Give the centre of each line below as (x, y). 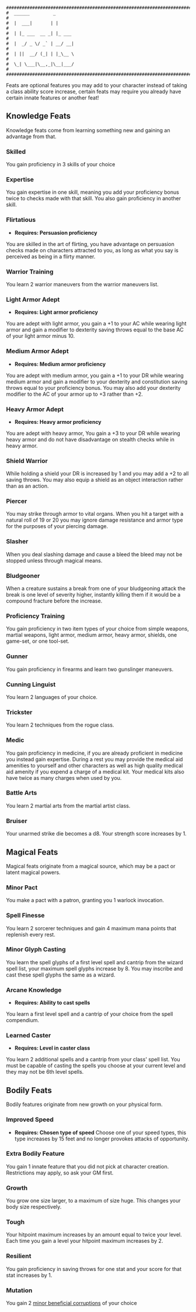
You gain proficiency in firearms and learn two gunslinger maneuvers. (90, 669)
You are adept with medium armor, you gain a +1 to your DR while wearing (95, 375)
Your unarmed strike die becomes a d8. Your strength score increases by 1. (96, 834)
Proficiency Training (36, 616)
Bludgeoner (23, 576)
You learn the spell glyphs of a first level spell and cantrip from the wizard (95, 962)
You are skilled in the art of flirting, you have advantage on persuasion (90, 244)
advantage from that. (31, 136)
